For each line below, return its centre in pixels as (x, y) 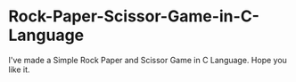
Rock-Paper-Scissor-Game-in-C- (134, 16)
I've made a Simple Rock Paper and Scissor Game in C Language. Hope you (148, 60)
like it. (19, 70)
